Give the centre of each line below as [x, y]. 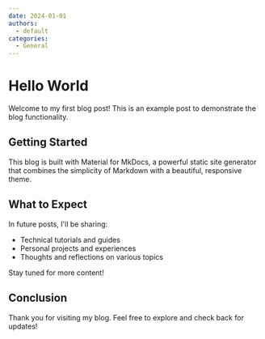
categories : [28, 38]
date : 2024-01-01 [38, 16]
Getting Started [48, 142]
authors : [23, 23]
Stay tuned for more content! [57, 273]
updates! [23, 326]
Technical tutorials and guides [70, 239]
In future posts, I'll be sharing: [58, 224]
